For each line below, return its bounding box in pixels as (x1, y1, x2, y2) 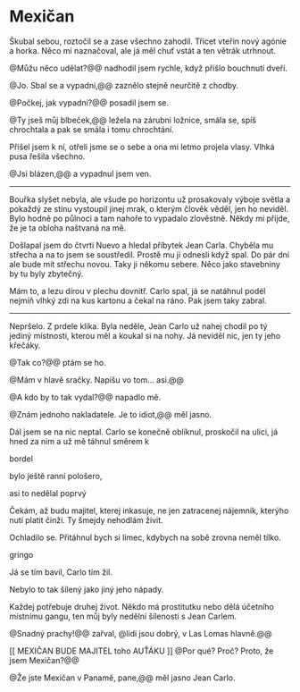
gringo (9, 549, 34, 560)
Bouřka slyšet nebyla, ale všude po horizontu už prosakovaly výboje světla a (9, 194, 291, 205)
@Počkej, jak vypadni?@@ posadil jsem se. (9, 97, 170, 108)
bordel (9, 453, 34, 464)
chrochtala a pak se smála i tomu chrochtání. (9, 123, 174, 135)
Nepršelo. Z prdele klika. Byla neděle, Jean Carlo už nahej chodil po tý (9, 320, 268, 332)
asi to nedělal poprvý (9, 487, 87, 498)
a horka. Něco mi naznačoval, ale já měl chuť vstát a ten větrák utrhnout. (9, 45, 277, 55)
